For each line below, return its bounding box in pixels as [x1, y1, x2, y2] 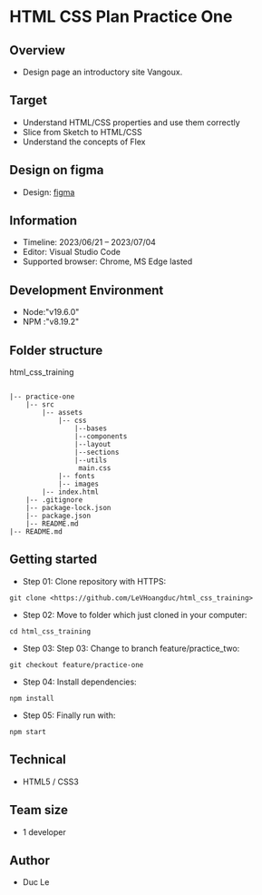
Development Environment [9, 282, 164, 298]
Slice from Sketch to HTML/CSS [22, 126, 142, 137]
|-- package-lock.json [25, 504, 112, 513]
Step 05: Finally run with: [22, 710, 116, 721]
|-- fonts [57, 472, 95, 481]
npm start [9, 727, 47, 736]
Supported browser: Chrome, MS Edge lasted [22, 256, 193, 267]
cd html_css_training [9, 626, 92, 636]
